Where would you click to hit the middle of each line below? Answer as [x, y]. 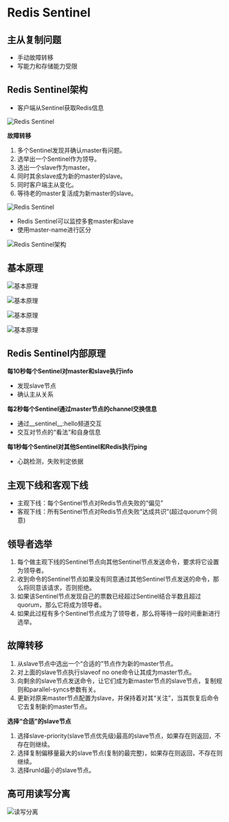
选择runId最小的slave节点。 [56, 770]
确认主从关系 [35, 395]
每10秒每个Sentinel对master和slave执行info [70, 371]
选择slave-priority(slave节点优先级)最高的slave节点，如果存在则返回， [116, 735]
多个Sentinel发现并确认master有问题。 [71, 150]
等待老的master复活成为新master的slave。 [77, 193]
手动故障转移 [35, 57]
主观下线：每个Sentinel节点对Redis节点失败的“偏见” [90, 503]
